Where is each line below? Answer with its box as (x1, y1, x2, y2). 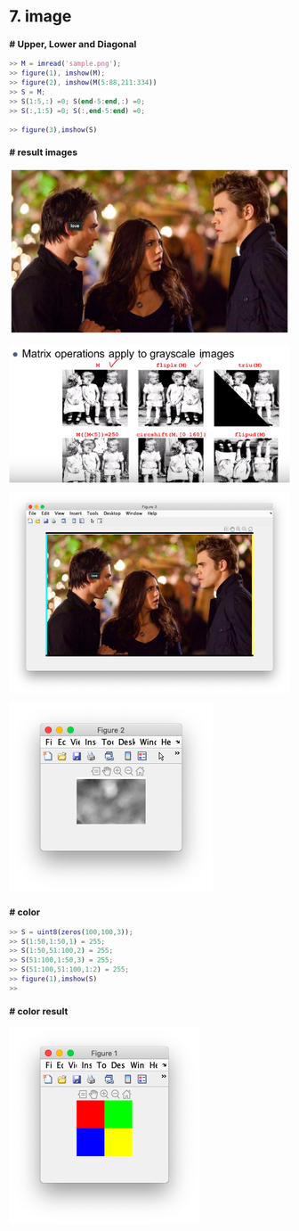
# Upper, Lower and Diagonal (9, 38, 137, 51)
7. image (9, 6, 72, 27)
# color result (9, 1005, 69, 1017)
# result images (9, 146, 78, 159)
